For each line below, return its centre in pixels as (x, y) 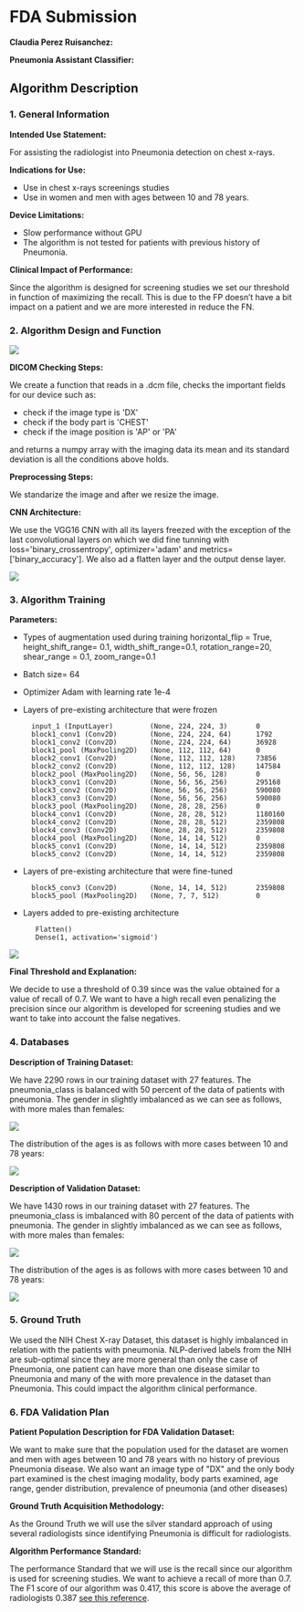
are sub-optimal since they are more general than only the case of (134, 1359)
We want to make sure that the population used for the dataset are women (149, 1450)
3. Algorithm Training (58, 600)
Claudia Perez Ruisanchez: (62, 42)
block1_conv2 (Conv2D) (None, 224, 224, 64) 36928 (154, 743)
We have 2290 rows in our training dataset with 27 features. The (131, 1080)
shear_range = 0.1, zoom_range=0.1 (89, 657)
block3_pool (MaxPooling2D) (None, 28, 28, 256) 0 (146, 806)
